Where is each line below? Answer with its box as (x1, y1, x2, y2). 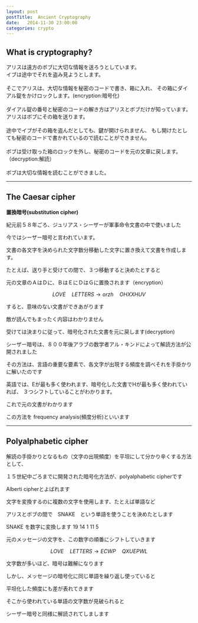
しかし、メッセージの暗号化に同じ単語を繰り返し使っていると (6, 572, 156, 579)
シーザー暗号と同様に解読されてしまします (6, 610, 110, 617)
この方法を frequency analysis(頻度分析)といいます (6, 413, 130, 420)
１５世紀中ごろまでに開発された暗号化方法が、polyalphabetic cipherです (6, 473, 183, 480)
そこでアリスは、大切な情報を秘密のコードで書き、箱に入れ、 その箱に (6, 85, 178, 92)
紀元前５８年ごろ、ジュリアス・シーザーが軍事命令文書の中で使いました (6, 221, 181, 228)
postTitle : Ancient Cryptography (6, 14, 91, 20)
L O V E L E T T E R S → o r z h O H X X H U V (52, 291, 146, 298)
